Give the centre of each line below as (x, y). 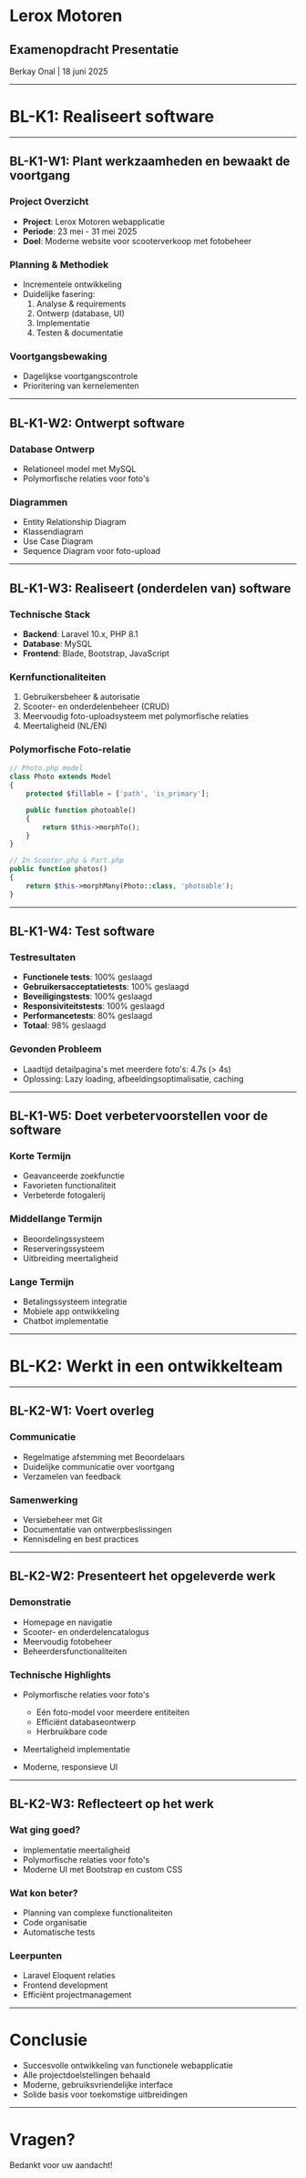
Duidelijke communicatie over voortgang (98, 1466)
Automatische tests (59, 1932)
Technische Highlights (61, 1675)
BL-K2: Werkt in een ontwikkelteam (146, 1366)
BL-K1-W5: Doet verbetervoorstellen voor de (139, 1116)
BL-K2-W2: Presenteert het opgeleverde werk (143, 1576)
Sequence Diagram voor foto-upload (92, 551)
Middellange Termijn (56, 1219)
